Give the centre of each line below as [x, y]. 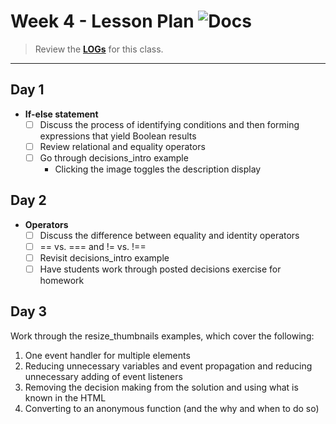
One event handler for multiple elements [107, 355]
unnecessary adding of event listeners [103, 376]
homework [62, 280]
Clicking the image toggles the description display [158, 169]
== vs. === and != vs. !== [93, 246]
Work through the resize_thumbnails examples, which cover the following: [162, 336]
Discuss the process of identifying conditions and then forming [169, 124]
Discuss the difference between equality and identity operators [169, 235]
